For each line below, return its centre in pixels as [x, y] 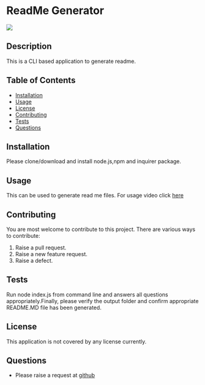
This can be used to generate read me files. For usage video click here [95, 196]
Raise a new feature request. [51, 254]
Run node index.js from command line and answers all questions [87, 295]
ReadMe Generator [55, 11]
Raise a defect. [34, 261]
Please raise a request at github [55, 375]
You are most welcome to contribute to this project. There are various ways [101, 229]
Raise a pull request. [41, 248]
